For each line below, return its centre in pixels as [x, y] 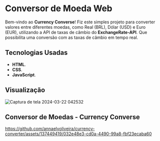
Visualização [25, 90]
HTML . [19, 64]
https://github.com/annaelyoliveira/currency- [50, 129]
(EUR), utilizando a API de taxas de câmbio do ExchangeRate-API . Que [76, 32]
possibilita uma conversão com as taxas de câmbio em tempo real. [72, 37]
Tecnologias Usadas [36, 53]
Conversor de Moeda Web [59, 9]
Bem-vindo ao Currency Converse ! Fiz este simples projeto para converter [80, 22]
